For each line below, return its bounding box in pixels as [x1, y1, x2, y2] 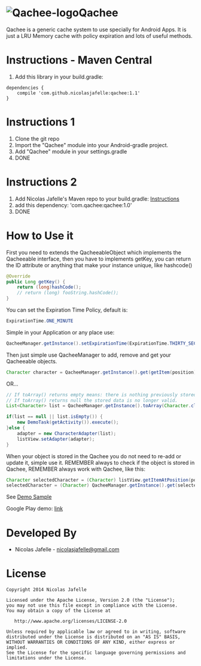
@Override [6, 273, 31, 279]
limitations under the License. [6, 655, 87, 661]
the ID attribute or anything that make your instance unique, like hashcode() [6, 261, 193, 268]
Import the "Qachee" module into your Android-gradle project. [14, 141, 169, 148]
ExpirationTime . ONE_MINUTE [6, 318, 74, 324]
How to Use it [6, 229, 74, 243]
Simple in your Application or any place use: [6, 328, 115, 336]
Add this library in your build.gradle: [14, 73, 103, 80]
